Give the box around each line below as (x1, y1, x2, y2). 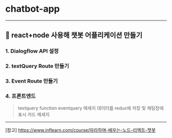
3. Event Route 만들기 (5, 78, 58, 85)
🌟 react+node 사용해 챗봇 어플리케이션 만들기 (5, 31, 142, 40)
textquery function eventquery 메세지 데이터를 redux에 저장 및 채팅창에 (17, 105, 164, 111)
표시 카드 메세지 (17, 111, 50, 118)
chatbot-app (5, 3, 60, 15)
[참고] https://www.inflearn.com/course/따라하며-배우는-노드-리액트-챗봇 (5, 127, 156, 133)
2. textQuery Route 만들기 (5, 62, 69, 70)
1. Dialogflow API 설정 (5, 48, 59, 55)
